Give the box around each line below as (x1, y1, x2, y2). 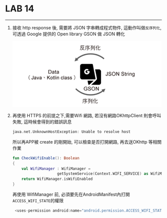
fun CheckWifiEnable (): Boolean (12, 155, 80, 160)
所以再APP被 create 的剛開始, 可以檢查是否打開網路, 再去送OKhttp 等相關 (12, 139, 162, 145)
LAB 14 (5, 3, 34, 14)
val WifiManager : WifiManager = (21, 166, 91, 171)
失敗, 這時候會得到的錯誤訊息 (12, 119, 72, 125)
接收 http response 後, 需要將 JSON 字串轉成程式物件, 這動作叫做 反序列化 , (12, 24, 162, 30)
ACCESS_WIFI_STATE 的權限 (12, 198, 64, 204)
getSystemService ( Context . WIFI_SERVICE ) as (57, 171, 149, 176)
